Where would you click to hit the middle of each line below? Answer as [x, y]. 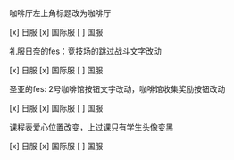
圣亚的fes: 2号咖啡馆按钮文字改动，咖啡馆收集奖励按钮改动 [117, 89]
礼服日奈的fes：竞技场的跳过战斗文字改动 [86, 51]
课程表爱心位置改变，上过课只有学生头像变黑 [92, 127]
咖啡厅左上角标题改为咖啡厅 [60, 13]
